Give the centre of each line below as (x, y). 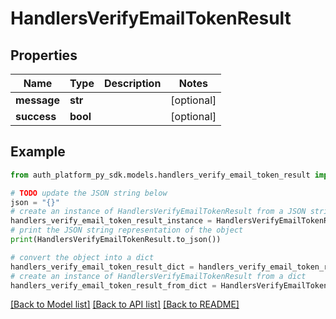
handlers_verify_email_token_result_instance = (111, 221)
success (36, 116)
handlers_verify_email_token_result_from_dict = (113, 285)
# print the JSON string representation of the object (127, 230)
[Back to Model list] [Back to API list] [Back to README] (125, 304)
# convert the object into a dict (82, 257)
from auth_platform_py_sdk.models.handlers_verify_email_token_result (160, 175)
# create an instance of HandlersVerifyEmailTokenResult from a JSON (158, 212)
